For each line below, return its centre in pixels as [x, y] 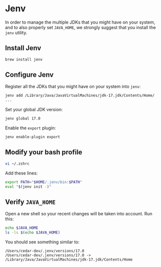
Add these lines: [21, 173]
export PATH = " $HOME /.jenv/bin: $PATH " [44, 182]
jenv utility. [16, 32]
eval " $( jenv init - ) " [28, 187]
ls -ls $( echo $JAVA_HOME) [33, 233]
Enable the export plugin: [30, 128]
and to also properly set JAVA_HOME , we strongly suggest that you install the [80, 27]
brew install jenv [24, 59]
